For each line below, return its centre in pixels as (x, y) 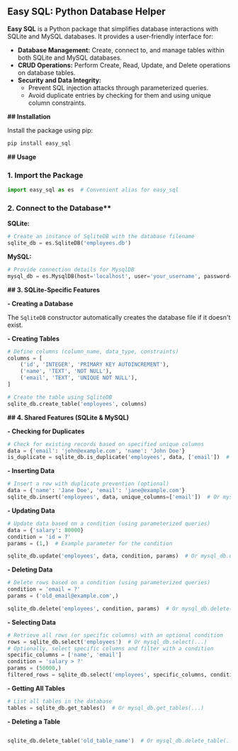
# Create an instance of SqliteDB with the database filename (101, 237)
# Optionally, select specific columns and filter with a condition (110, 648)
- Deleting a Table (34, 721)
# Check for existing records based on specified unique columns (106, 444)
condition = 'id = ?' (39, 537)
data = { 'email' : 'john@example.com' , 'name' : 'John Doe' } (96, 451)
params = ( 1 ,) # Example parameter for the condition (90, 543)
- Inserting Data (31, 471)
